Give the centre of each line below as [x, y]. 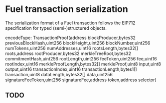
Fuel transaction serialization [67, 9]
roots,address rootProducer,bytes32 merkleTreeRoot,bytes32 [68, 53]
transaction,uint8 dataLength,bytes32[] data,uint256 [59, 74]
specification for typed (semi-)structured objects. [56, 28]
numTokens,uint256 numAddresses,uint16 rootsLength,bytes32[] [72, 48]
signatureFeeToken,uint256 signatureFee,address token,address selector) [81, 80]
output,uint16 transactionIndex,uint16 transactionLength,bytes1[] [71, 69]
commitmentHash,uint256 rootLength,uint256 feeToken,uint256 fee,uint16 [81, 58]
